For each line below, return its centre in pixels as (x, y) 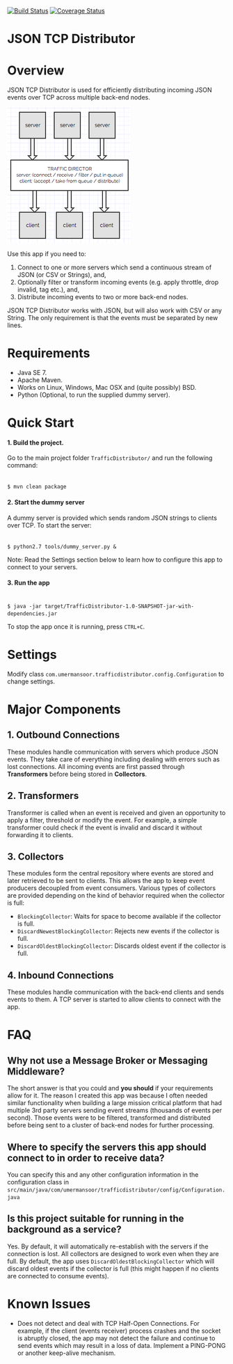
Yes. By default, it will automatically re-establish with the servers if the (108, 1246)
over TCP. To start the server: (49, 525)
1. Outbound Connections (64, 735)
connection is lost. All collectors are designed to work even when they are (113, 1253)
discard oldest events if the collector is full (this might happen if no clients (113, 1268)
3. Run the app (29, 583)
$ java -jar (24, 606)
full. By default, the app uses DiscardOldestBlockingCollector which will (111, 1261)
